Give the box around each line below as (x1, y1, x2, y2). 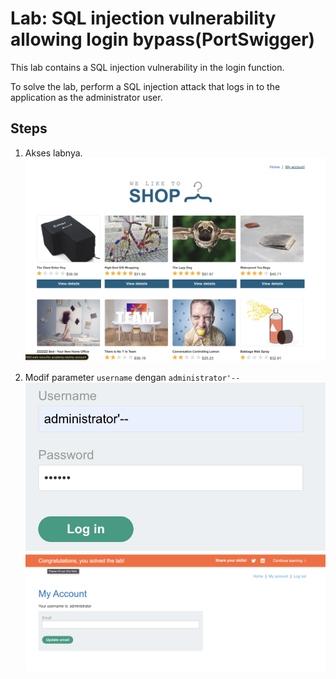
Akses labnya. (24, 147, 83, 159)
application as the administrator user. (10, 91, 163, 103)
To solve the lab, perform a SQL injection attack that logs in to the (10, 80, 281, 92)
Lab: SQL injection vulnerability (10, 7, 277, 30)
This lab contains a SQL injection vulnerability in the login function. (10, 61, 285, 73)
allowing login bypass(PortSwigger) (10, 28, 316, 51)
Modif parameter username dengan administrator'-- (24, 371, 241, 383)
